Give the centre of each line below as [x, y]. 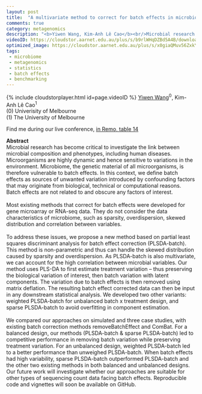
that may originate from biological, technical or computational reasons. [94, 186]
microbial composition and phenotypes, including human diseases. [89, 154]
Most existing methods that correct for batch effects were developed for [96, 205]
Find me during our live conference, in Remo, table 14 [72, 129]
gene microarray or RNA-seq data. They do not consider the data [87, 211]
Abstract [17, 141]
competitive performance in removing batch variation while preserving [93, 340]
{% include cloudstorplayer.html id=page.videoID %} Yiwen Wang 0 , [90, 97]
